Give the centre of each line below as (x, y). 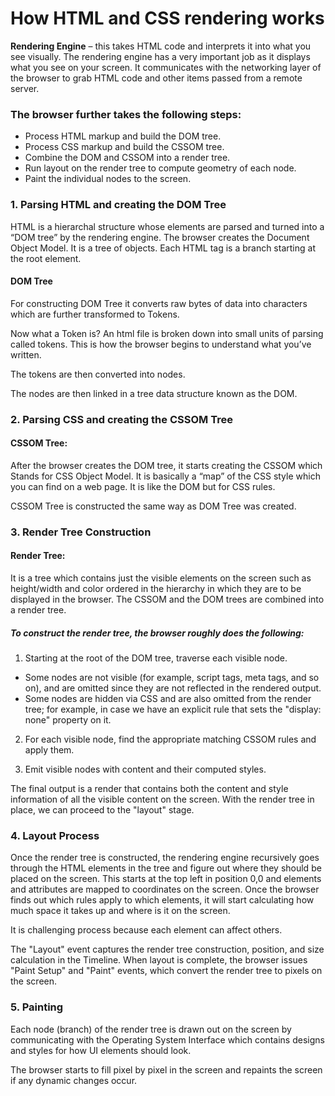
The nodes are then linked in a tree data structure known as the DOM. (154, 393)
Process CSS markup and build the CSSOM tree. (124, 147)
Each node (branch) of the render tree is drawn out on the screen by (151, 1029)
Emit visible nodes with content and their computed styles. (145, 769)
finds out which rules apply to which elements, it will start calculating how (162, 900)
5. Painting (37, 1007)
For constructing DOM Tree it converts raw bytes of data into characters (159, 303)
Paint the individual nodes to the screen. (108, 179)
